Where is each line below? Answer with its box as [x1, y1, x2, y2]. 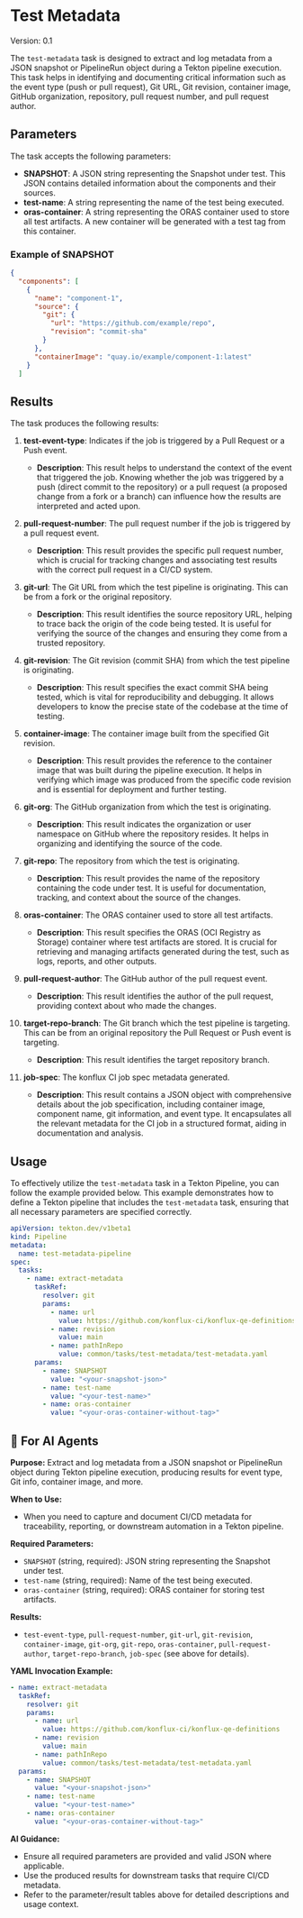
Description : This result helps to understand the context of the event [36, 462, 292, 473]
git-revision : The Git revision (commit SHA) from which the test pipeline [22, 655, 290, 666]
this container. [22, 225, 76, 236]
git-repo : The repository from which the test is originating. [22, 855, 240, 866]
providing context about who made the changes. [36, 1000, 217, 1011]
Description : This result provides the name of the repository [36, 873, 260, 884]
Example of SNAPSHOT [10, 248, 115, 260]
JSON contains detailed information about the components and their [22, 178, 277, 188]
